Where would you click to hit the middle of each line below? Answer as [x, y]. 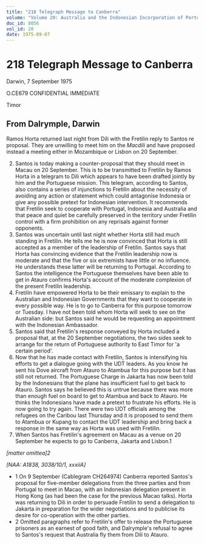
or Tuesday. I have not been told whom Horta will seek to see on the [100, 312]
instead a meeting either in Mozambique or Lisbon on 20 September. [92, 151]
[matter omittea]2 [28, 453]
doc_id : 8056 [23, 23]
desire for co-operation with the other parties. [73, 515]
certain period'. [34, 351]
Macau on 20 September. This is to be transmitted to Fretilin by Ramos [103, 170]
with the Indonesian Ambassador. [57, 325]
